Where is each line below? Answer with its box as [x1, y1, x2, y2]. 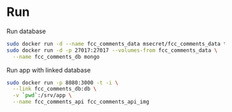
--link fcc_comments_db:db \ [12, 86, 97, 93]
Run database [6, 27, 46, 35]
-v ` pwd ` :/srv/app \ [12, 92, 72, 99]
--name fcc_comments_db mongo [12, 53, 100, 60]
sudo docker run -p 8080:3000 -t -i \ [6, 79, 118, 86]
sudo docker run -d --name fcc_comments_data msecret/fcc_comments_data [6, 40, 221, 47]
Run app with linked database [6, 66, 91, 74]
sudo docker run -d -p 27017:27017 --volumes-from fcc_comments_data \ [6, 46, 217, 54]
